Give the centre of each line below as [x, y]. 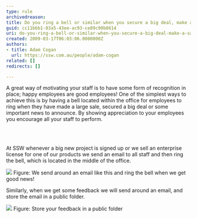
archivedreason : [26, 17]
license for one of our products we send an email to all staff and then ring [95, 155]
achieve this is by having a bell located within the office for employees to [94, 100]
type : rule [19, 11]
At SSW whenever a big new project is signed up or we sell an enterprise [94, 148]
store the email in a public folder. [45, 197]
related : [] [21, 61]
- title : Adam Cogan [31, 50]
